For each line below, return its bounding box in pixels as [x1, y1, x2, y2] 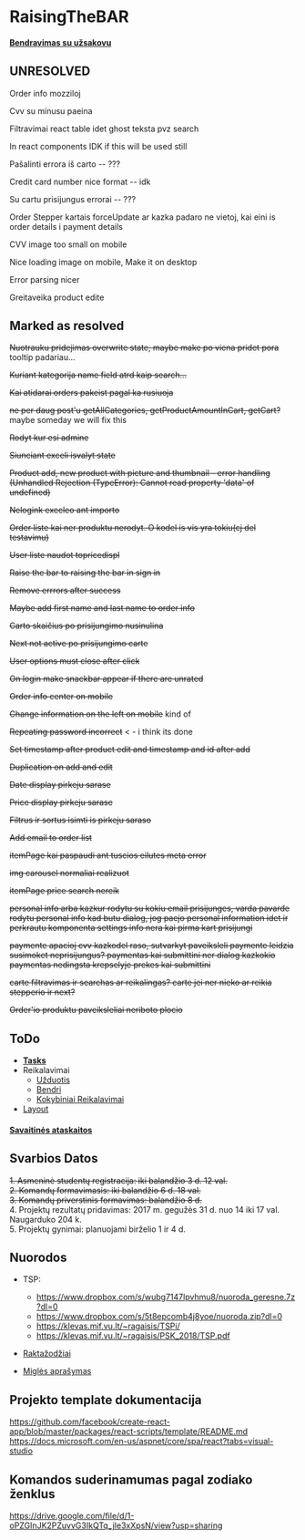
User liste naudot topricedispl [9, 550, 120, 561]
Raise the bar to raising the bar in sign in [9, 567, 161, 578]
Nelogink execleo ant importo [9, 504, 120, 516]
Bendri [36, 1084, 62, 1095]
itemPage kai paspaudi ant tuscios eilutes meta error [9, 850, 207, 861]
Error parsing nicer [9, 274, 80, 284]
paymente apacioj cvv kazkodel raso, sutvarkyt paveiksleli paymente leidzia [9, 940, 294, 951]
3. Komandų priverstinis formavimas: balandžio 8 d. [9, 1194, 203, 1205]
